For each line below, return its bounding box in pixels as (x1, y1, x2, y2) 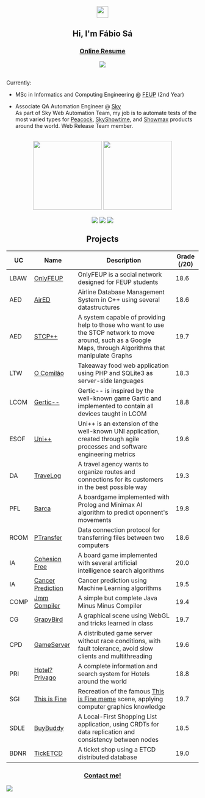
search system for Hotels (77, 669, 150, 678)
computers (77, 541, 109, 550)
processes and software (77, 442, 148, 450)
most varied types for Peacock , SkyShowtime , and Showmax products (15, 116, 193, 123)
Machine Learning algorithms (77, 584, 162, 592)
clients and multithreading (77, 652, 153, 660)
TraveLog (34, 471, 62, 480)
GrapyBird (34, 615, 63, 624)
